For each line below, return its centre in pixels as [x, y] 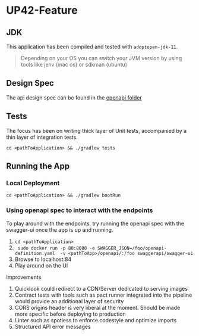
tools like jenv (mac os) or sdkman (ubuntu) [74, 64]
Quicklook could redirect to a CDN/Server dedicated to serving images [101, 288]
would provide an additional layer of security [69, 301]
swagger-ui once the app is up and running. [60, 229]
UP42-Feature [42, 10]
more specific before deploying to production [70, 314]
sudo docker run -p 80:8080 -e [56, 248]
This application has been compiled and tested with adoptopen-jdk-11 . [92, 46]
